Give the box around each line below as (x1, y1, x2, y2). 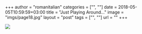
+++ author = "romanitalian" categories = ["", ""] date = (5, 4, 118, 10)
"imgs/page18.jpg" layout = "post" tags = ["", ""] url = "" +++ (5, 15, 128, 20)
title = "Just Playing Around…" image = (46, 9, 124, 15)
